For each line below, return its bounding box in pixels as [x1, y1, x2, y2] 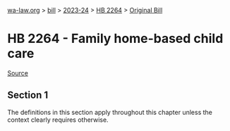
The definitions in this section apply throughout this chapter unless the [7, 108, 213, 116]
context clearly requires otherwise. [7, 116, 109, 124]
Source [7, 68, 28, 77]
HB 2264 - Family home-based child [7, 31, 224, 46]
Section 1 [7, 89, 48, 101]
